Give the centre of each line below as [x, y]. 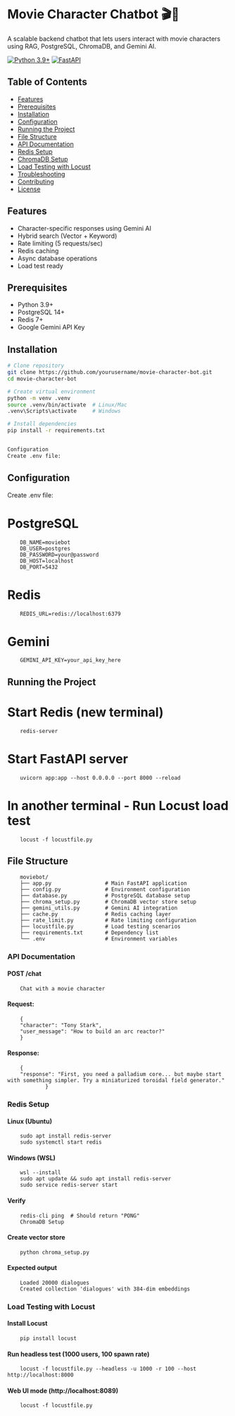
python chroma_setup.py [55, 1252]
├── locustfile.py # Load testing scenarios [100, 927]
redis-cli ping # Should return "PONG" [80, 1216]
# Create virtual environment [52, 392]
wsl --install [40, 1173]
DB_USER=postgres [45, 548]
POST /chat [25, 973]
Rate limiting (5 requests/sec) [60, 243]
